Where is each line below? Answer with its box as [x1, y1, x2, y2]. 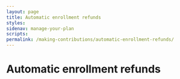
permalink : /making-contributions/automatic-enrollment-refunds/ [6, 37, 174, 42]
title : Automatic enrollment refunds [6, 14, 101, 20]
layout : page [6, 8, 39, 15]
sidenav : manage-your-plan [6, 25, 74, 32]
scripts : [6, 31, 28, 37]
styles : [6, 20, 26, 26]
